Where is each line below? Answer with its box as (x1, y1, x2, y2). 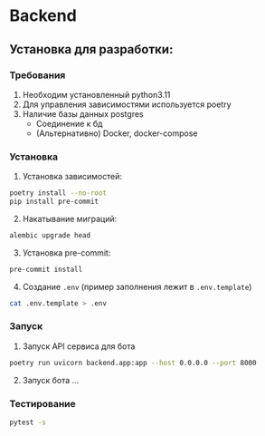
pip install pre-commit (9, 197, 99, 207)
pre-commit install (9, 265, 83, 274)
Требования (9, 69, 66, 82)
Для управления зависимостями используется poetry (22, 99, 232, 110)
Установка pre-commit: (22, 247, 111, 258)
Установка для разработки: (9, 42, 174, 57)
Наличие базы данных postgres (22, 108, 144, 119)
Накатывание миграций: (22, 213, 118, 224)
